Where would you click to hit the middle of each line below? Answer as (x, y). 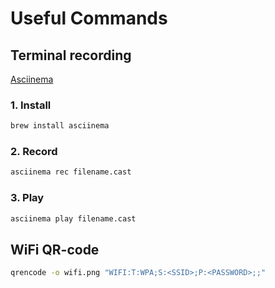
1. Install (31, 105)
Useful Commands (89, 18)
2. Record (34, 152)
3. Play (27, 198)
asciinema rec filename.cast (71, 172)
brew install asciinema (60, 126)
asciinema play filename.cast (73, 218)
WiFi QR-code (55, 249)
